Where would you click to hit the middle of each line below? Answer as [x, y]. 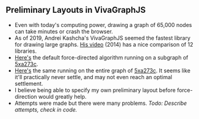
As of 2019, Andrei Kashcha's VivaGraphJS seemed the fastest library [102, 38]
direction [26, 96]
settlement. [29, 83]
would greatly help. [62, 96]
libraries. [26, 51]
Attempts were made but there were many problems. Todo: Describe [101, 103]
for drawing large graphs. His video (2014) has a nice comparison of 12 [104, 44]
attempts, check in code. [46, 109]
